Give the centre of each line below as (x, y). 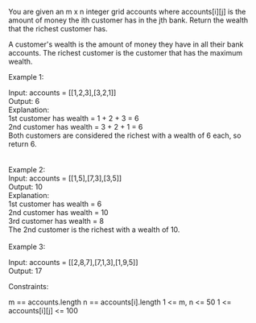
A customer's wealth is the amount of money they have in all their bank (126, 44)
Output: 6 (24, 101)
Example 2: (27, 170)
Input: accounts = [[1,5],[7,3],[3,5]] (65, 178)
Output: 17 (25, 271)
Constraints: (29, 286)
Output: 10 (25, 187)
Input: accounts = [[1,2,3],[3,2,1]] (62, 93)
